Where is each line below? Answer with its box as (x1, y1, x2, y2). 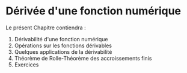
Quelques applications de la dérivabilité (14, 48, 112, 55)
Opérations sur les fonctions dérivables (14, 42, 112, 49)
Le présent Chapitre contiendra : (5, 24, 86, 31)
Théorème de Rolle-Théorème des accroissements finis (14, 54, 152, 62)
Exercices (14, 61, 39, 68)
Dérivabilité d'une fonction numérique (14, 35, 109, 42)
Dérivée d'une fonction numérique (5, 4, 182, 18)
